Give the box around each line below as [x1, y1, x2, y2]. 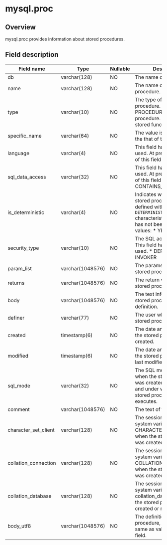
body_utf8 [7, 522, 31, 529]
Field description [5, 50, 59, 59]
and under [135, 385, 159, 392]
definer [7, 314, 25, 321]
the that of [135, 135, 159, 142]
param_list [7, 265, 32, 272]
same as [135, 526, 155, 533]
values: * [135, 227, 157, 234]
